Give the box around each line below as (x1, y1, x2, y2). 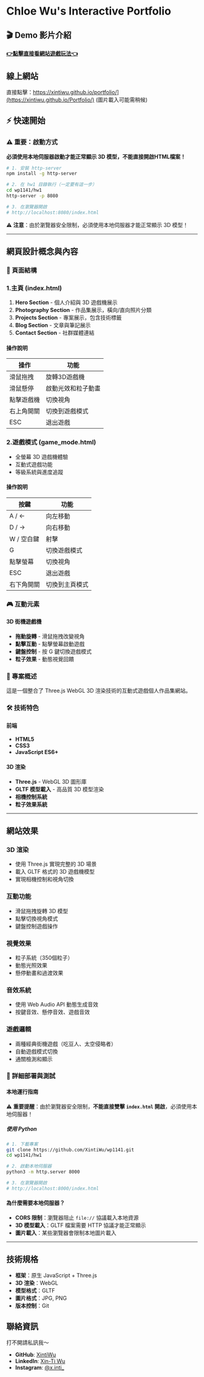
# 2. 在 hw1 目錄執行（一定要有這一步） (6, 182, 97, 188)
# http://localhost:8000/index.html (6, 1185, 99, 1191)
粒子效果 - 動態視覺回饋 (15, 656, 75, 663)
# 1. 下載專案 (6, 1141, 38, 1147)
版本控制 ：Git (15, 1302, 50, 1309)
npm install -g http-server (6, 171, 78, 177)
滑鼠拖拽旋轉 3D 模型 (15, 907, 69, 914)
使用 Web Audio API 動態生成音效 (15, 1001, 99, 1008)
